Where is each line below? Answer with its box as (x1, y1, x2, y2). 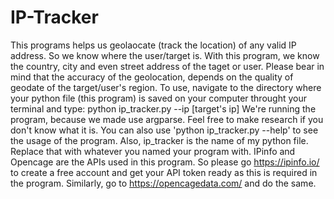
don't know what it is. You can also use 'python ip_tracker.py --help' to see (10, 124, 319, 136)
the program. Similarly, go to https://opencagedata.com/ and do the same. (10, 177, 317, 189)
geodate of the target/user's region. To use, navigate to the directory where (10, 81, 322, 93)
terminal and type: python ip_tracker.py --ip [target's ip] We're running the (10, 102, 317, 115)
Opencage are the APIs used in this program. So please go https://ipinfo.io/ (10, 156, 320, 168)
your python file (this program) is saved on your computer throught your (10, 92, 308, 104)
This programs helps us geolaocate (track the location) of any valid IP (10, 39, 297, 51)
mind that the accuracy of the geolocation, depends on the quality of (10, 71, 294, 83)
